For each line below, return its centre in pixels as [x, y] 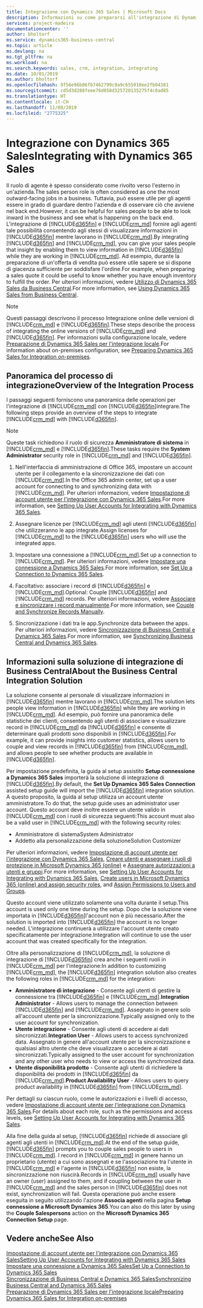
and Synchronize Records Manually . [60, 612]
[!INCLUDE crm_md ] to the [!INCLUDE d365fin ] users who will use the [101, 537]
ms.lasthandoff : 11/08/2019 [42, 107]
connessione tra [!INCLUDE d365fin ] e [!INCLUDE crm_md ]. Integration [102, 996]
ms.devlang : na [25, 51]
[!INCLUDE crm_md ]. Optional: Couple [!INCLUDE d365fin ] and [91, 592]
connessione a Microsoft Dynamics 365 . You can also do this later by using [101, 1206]
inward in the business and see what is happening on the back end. [90, 218]
